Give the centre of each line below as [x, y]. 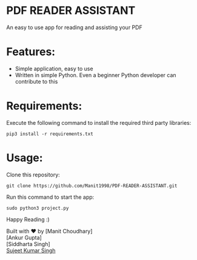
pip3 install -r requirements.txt [50, 134]
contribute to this [36, 81]
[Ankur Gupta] [24, 238]
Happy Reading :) [28, 219]
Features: [31, 52]
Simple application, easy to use [54, 68]
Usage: [25, 158]
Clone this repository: [33, 175]
